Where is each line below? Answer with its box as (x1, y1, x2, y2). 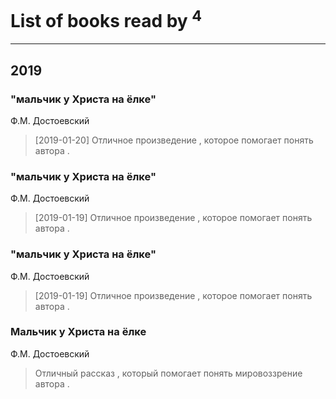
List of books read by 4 (10, 6, 203, 33)
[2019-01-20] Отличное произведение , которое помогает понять (34, 134, 314, 146)
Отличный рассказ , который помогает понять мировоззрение (34, 367, 303, 379)
